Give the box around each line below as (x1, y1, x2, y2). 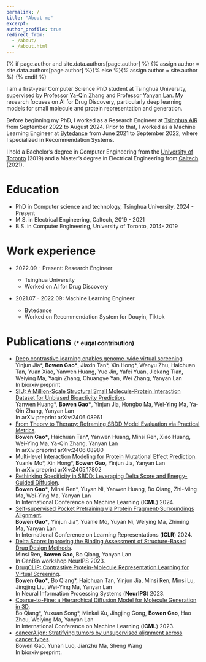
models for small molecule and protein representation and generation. (6, 104, 183, 112)
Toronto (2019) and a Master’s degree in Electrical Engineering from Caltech (6, 154, 199, 162)
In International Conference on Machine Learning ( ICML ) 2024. (15, 498, 175, 505)
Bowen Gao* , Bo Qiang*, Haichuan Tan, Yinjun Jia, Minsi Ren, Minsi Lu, (15, 577, 195, 584)
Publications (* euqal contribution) (6, 334, 135, 348)
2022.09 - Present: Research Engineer (15, 264, 113, 271)
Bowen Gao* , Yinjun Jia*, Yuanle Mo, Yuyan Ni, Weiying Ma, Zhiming (15, 518, 189, 525)
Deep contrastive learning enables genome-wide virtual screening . (15, 354, 185, 362)
